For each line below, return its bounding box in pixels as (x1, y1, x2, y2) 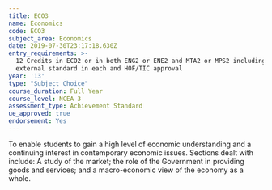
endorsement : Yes (8, 117, 67, 125)
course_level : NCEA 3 (8, 95, 82, 103)
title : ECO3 (8, 11, 49, 20)
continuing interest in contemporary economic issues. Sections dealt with (8, 147, 253, 158)
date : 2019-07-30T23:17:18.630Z (8, 42, 117, 50)
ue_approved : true (8, 110, 70, 118)
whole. (8, 173, 31, 183)
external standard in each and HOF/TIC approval (15, 65, 183, 73)
